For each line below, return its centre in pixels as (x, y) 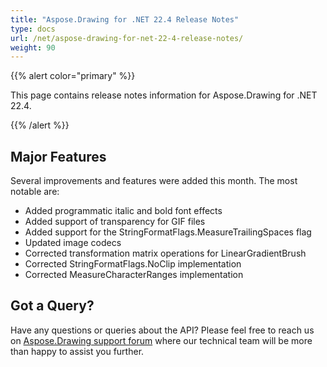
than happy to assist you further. (77, 351)
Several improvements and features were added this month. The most (154, 181)
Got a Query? (52, 306)
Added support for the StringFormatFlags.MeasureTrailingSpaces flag (168, 232)
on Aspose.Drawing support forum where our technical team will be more (161, 340)
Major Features (58, 156)
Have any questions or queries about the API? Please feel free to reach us (162, 330)
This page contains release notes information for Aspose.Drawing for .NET (164, 95)
